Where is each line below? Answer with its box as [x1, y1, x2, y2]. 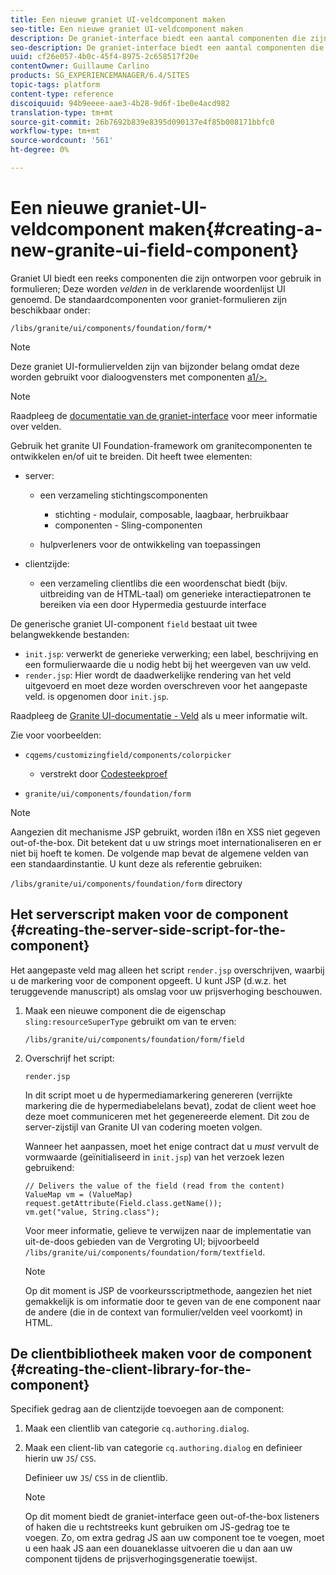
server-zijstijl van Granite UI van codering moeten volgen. [24, 1121, 263, 1133]
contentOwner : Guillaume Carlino [10, 61, 150, 71]
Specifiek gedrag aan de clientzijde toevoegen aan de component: [10, 1403, 285, 1415]
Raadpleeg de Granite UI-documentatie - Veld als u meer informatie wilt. [10, 709, 308, 721]
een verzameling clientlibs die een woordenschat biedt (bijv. [39, 577, 288, 589]
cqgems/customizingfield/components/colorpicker [24, 750, 232, 760]
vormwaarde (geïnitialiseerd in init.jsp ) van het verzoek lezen [24, 1151, 285, 1163]
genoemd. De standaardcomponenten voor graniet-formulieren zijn [10, 293, 288, 305]
